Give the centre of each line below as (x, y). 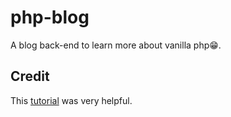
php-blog (50, 17)
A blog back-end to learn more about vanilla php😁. (116, 45)
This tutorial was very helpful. (71, 100)
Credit (30, 76)
